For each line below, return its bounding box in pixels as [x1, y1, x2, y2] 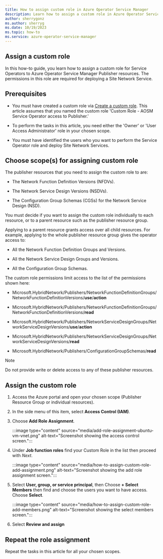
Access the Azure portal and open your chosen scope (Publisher [12, 394, 142, 400]
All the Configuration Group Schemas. [12, 266, 88, 271]
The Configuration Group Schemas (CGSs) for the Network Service [12, 198, 147, 204]
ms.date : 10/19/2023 [5, 25, 47, 30]
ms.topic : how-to [5, 30, 40, 35]
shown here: [5, 280, 30, 286]
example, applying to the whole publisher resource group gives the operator [5, 232, 157, 238]
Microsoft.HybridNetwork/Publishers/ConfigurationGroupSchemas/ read [12, 348, 156, 354]
